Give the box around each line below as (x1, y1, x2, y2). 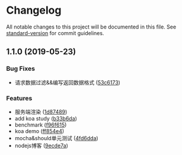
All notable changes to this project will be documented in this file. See (6, 23, 177, 30)
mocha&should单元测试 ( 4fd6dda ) (14, 134, 99, 141)
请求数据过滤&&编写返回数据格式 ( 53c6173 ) (14, 78, 120, 86)
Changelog (6, 4, 62, 17)
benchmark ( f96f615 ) (14, 121, 67, 128)
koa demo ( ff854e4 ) (14, 127, 65, 134)
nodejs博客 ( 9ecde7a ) (14, 142, 68, 149)
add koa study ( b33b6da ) (14, 115, 77, 122)
